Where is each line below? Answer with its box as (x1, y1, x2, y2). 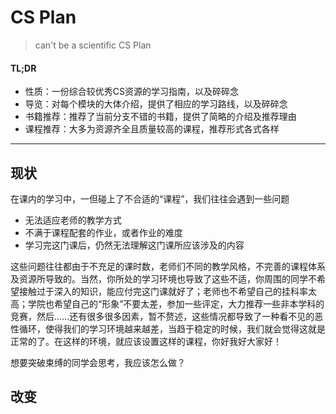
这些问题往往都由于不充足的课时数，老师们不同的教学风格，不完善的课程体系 (10, 260, 326, 272)
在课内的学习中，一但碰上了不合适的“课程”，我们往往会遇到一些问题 (10, 192, 290, 205)
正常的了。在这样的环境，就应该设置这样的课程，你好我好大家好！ (10, 335, 282, 347)
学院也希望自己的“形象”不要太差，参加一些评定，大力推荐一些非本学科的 (27, 297, 325, 310)
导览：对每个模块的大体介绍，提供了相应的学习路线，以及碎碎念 (24, 98, 288, 110)
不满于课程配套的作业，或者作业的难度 (24, 226, 183, 238)
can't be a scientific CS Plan (34, 39, 152, 51)
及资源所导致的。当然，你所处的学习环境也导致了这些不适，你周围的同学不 (10, 272, 317, 285)
